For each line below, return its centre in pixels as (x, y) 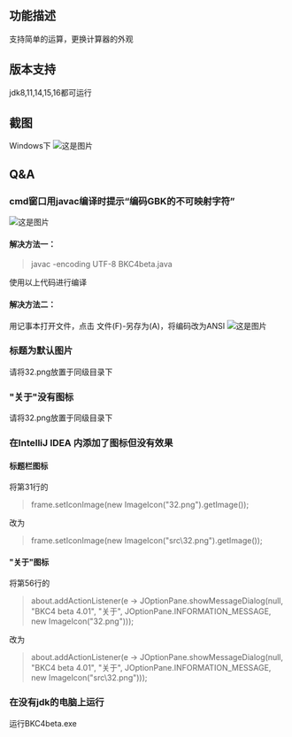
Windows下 (30, 146)
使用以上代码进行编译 (48, 282)
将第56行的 (30, 583)
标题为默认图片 (41, 350)
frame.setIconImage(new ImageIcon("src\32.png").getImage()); (146, 541)
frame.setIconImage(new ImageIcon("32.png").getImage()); (140, 505)
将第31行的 (29, 487)
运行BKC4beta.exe (43, 723)
